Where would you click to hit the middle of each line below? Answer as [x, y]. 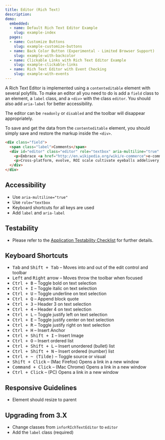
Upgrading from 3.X [36, 415]
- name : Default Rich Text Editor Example [54, 28]
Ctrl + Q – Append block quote [45, 299]
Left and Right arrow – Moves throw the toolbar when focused [77, 278]
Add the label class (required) [43, 433]
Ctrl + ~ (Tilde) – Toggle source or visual [59, 357]
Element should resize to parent [44, 400]
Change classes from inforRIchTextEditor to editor [65, 427]
